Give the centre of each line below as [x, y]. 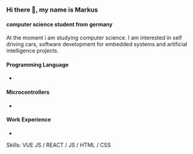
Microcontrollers [28, 92]
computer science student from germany [59, 24]
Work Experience [29, 120]
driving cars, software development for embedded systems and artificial [97, 44]
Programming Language [37, 65]
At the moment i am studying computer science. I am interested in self [94, 38]
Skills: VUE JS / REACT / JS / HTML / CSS [59, 145]
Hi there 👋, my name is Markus [52, 10]
